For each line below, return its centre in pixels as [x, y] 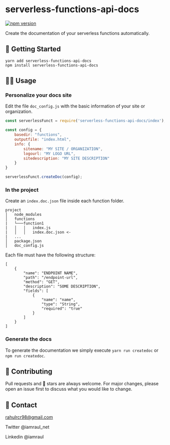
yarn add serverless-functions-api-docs [49, 61]
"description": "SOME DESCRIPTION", [62, 287]
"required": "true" [62, 309]
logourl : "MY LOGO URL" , [50, 154]
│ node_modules [24, 215]
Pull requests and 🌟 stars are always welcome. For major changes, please [82, 384]
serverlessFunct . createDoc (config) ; [44, 177]
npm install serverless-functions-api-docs [52, 65]
